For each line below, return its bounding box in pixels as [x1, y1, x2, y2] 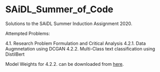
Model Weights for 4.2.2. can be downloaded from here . [5, 61, 124, 67]
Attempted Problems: [5, 30, 50, 36]
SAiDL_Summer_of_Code [5, 4, 114, 15]
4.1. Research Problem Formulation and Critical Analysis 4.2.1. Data [5, 40, 146, 46]
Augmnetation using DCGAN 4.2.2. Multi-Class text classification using [5, 45, 155, 52]
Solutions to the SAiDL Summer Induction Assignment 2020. [5, 20, 132, 27]
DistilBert [5, 51, 25, 57]
